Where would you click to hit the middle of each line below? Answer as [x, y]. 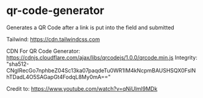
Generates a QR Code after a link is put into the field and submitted [91, 27]
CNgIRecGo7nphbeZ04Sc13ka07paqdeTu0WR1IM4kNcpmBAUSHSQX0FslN [101, 70]
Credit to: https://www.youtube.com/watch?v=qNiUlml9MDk [82, 88]
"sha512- [18, 64]
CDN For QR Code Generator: [43, 51]
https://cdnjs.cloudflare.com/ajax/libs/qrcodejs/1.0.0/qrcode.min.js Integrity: [102, 57]
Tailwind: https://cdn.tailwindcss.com [53, 39]
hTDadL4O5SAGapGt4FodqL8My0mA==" [59, 77]
